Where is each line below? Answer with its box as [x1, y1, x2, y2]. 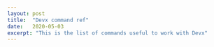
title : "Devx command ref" [7, 17, 90, 23]
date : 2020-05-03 [7, 23, 64, 30]
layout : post [7, 10, 45, 17]
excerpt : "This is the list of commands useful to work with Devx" [7, 29, 208, 37]
